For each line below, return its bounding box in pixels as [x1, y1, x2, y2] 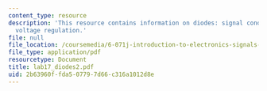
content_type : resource [8, 11, 87, 20]
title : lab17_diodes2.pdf [8, 63, 94, 71]
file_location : [8, 41, 59, 49]
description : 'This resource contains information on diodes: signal [8, 19, 244, 27]
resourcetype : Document [8, 56, 87, 64]
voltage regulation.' [15, 26, 87, 34]
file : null [8, 33, 44, 42]
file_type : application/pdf [8, 48, 102, 56]
